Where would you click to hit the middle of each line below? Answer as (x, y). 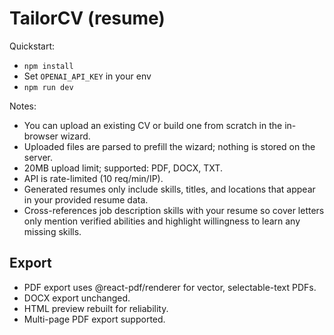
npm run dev (48, 87)
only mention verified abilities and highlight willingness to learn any (162, 221)
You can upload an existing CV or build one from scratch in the (153, 125)
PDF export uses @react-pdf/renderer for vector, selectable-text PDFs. (170, 287)
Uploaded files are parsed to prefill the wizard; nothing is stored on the (169, 146)
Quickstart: (32, 46)
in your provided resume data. (86, 199)
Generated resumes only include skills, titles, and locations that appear (169, 189)
